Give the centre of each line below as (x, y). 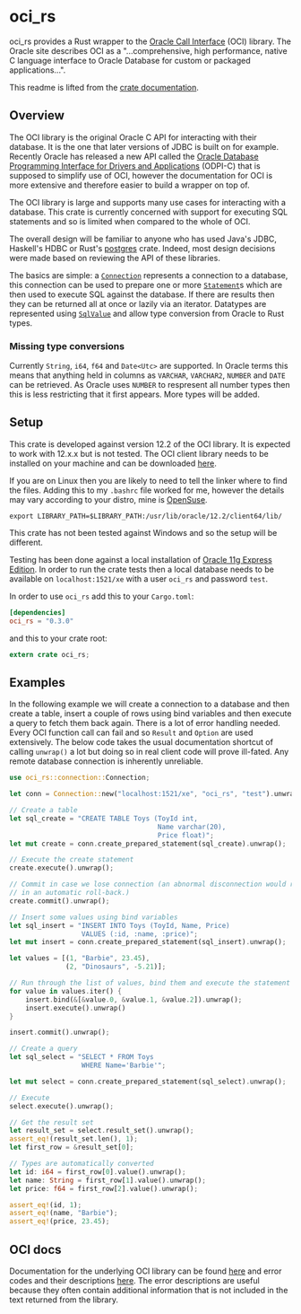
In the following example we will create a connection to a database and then (149, 704)
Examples (37, 683)
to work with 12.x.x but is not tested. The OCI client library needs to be (139, 453)
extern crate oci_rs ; (50, 654)
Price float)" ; (186, 835)
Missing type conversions (67, 346)
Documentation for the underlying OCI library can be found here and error (146, 1271)
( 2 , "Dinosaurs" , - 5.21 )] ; (116, 967)
